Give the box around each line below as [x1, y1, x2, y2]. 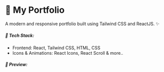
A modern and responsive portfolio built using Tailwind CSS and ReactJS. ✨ [5, 21, 160, 27]
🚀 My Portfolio [5, 4, 65, 16]
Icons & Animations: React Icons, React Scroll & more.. [12, 50, 123, 56]
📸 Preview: [5, 61, 28, 67]
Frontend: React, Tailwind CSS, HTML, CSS [12, 44, 101, 51]
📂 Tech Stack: [5, 32, 35, 38]
